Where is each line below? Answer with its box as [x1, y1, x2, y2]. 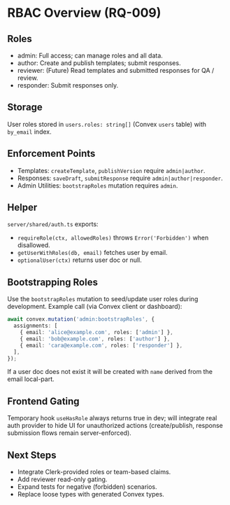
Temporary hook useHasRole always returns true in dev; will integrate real [7, 414, 217, 422]
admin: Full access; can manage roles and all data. [17, 51, 163, 60]
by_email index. [7, 127, 52, 136]
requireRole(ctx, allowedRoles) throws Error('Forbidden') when [17, 233, 209, 242]
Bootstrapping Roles [7, 276, 98, 288]
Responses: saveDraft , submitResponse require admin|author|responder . [17, 174, 224, 182]
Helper [7, 202, 38, 214]
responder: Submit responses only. [17, 81, 119, 89]
